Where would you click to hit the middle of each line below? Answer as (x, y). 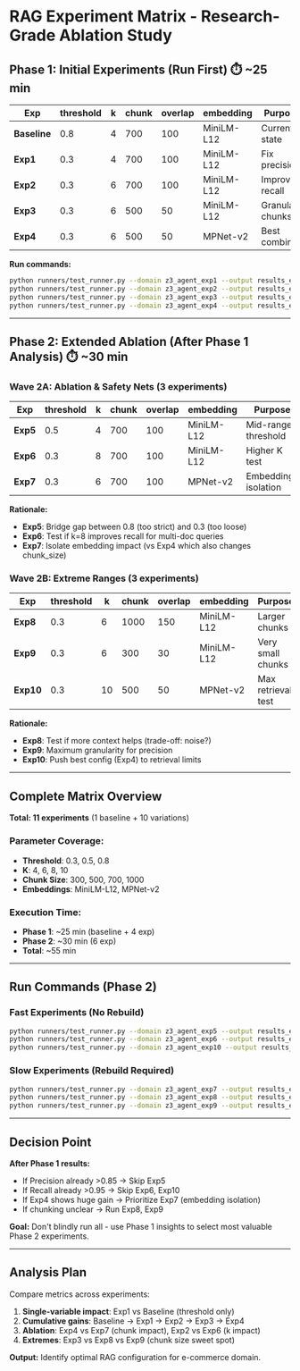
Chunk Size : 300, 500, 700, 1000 (83, 879)
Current (277, 128)
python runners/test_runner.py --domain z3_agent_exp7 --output (131, 1089)
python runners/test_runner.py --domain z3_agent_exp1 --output (131, 281)
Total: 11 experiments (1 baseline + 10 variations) (100, 818)
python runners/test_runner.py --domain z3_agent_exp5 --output (131, 1031)
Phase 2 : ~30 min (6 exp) (69, 941)
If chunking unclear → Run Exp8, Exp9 (92, 1209)
